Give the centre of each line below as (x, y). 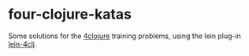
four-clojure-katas (70, 14)
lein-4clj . (22, 44)
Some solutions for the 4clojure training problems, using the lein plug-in (125, 36)
